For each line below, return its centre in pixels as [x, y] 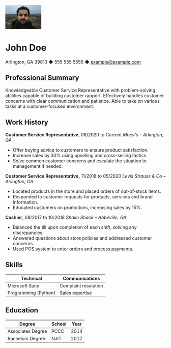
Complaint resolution [81, 286]
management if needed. [38, 166]
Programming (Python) [32, 293]
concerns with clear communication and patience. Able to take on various [83, 101]
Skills [14, 265]
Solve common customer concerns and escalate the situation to [79, 161]
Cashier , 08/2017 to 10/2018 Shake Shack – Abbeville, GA [66, 217]
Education [22, 310]
